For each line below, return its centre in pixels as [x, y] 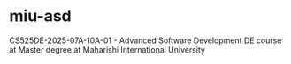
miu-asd [41, 16]
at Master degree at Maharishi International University [107, 49]
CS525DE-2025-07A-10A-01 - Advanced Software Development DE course [145, 40]
